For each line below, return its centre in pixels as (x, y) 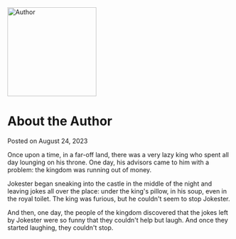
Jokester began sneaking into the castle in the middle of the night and (110, 184)
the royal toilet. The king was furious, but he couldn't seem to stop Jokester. (119, 198)
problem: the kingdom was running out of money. (80, 169)
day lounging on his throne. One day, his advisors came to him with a (108, 162)
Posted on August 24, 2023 (48, 141)
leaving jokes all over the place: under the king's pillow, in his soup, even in (117, 191)
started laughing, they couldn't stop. (60, 228)
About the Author (60, 121)
